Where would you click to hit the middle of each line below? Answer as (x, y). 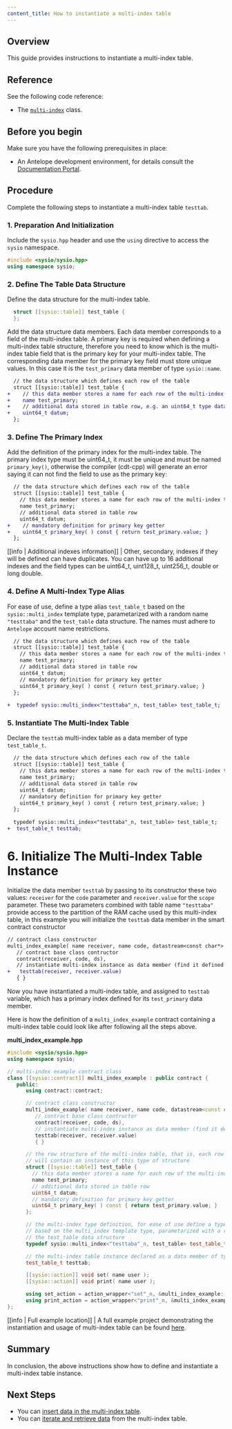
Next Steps (31, 1395)
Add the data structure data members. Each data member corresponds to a (114, 332)
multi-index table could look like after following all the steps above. (102, 1027)
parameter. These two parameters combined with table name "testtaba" (110, 905)
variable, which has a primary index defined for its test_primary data (105, 999)
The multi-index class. (50, 110)
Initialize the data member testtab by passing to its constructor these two (112, 890)
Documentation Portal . (49, 169)
